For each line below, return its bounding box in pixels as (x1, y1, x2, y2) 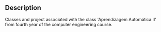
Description (5, 4, 41, 12)
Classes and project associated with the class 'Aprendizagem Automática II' (5, 16, 157, 22)
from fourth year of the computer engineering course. (5, 21, 113, 27)
